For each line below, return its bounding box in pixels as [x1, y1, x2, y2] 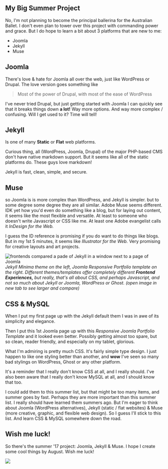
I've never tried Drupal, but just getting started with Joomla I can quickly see [5, 100, 162, 106]
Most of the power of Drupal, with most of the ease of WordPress [17, 91, 152, 97]
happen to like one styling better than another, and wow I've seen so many [5, 353, 159, 359]
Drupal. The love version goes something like [5, 81, 98, 87]
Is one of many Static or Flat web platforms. [5, 139, 96, 145]
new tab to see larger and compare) [5, 285, 80, 291]
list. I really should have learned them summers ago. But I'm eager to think [5, 399, 158, 405]
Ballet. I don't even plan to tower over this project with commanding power [5, 22, 158, 28]
